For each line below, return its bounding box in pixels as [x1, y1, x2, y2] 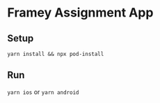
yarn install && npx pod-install [7, 50, 104, 57]
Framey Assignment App [7, 5, 154, 21]
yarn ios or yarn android [7, 88, 79, 96]
